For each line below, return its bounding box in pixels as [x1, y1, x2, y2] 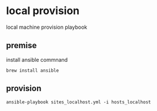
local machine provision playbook [6, 23, 88, 31]
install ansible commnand [6, 56, 68, 63]
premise [6, 41, 37, 51]
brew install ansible [6, 68, 59, 73]
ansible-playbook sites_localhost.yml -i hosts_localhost [6, 99, 151, 105]
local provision [6, 4, 80, 18]
